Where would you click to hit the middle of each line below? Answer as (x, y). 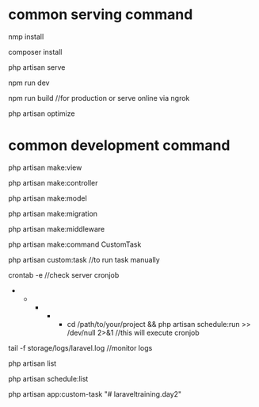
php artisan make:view (45, 167)
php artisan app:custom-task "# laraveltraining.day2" (95, 394)
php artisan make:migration (53, 213)
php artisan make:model (48, 198)
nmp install (26, 36)
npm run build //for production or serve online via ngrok (99, 98)
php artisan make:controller (53, 182)
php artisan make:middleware (57, 228)
